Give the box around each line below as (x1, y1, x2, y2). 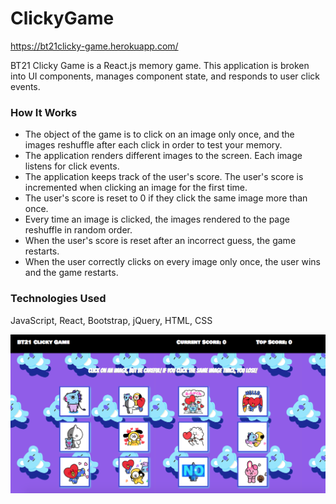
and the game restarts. (24, 267, 119, 279)
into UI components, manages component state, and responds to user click (10, 70, 320, 82)
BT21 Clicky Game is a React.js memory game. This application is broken (10, 59, 310, 71)
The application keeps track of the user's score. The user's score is (24, 171, 304, 183)
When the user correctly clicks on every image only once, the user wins (24, 256, 321, 268)
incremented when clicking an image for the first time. (24, 182, 248, 194)
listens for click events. (24, 160, 120, 172)
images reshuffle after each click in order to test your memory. (24, 139, 283, 151)
